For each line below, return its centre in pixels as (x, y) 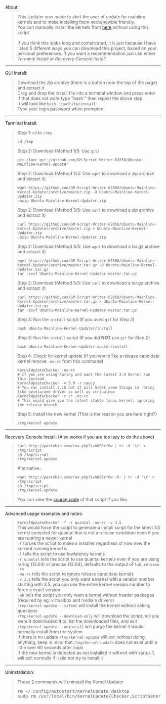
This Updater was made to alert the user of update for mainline (81, 17)
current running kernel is (42, 548)
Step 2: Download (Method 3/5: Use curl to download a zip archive (86, 210)
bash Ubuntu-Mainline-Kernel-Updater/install (65, 329)
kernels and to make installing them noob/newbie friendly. (76, 22)
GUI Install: (16, 73)
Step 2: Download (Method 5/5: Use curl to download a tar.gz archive (88, 283)
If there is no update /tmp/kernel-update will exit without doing (81, 637)
